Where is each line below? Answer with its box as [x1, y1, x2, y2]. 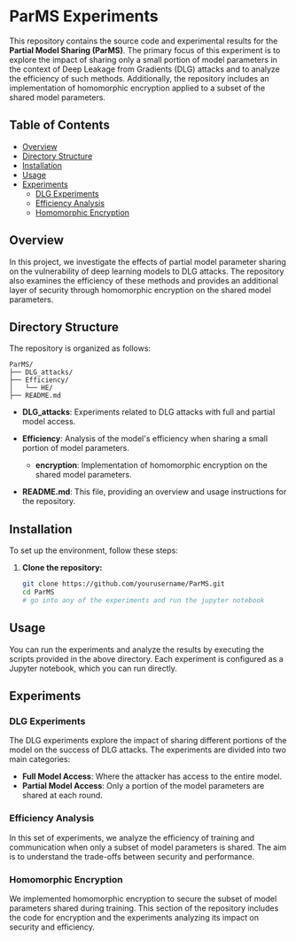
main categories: [9, 754, 71, 765]
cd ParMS [21, 587, 55, 597]
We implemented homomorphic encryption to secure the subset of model [9, 893, 277, 904]
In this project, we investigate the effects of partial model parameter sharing [9, 256, 286, 267]
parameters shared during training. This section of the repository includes [9, 902, 279, 914]
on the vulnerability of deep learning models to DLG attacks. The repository [9, 266, 284, 276]
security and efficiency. [9, 922, 96, 932]
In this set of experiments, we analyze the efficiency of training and [9, 832, 255, 843]
